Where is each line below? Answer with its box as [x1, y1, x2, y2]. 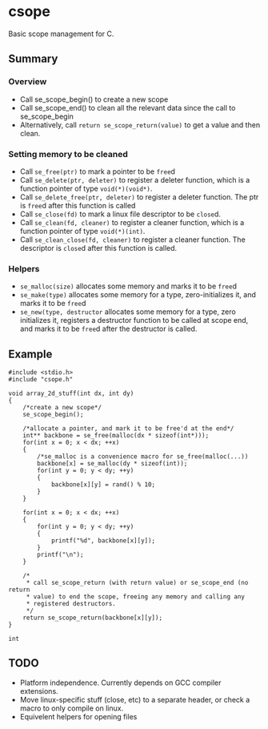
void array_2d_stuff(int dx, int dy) [8, 389, 134, 398]
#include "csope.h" [8, 376, 74, 384]
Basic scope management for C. [8, 29, 114, 38]
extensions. [19, 686, 58, 695]
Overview [8, 76, 47, 87]
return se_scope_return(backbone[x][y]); [22, 614, 162, 622]
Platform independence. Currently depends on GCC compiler [19, 678, 222, 687]
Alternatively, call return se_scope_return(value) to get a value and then [19, 119, 261, 130]
